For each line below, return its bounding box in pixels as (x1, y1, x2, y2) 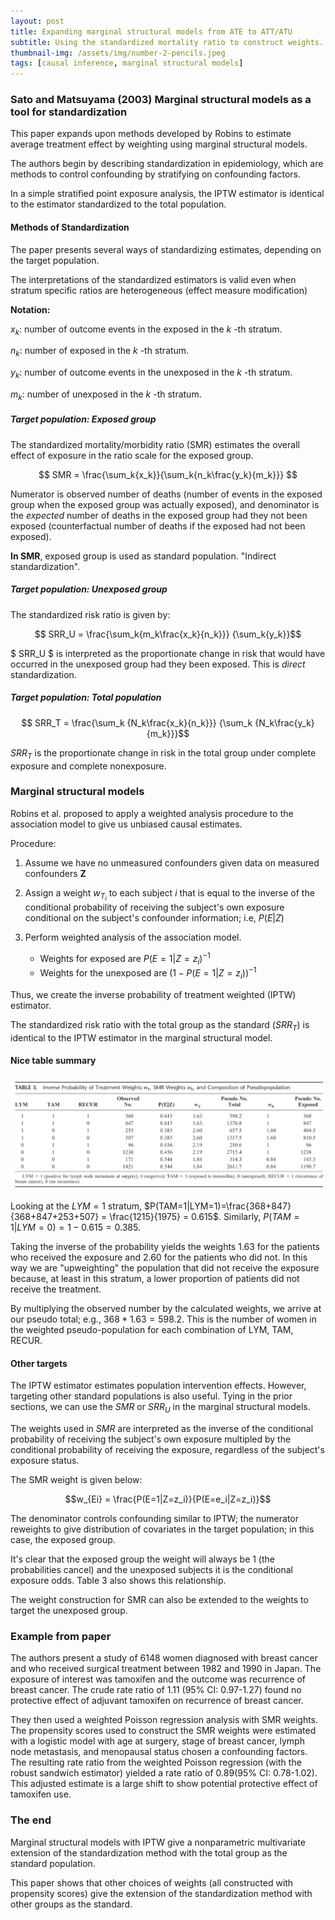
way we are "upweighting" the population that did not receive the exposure (10, 1262, 320, 1274)
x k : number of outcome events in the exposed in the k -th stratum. (10, 323, 283, 337)
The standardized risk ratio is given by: (10, 608, 171, 620)
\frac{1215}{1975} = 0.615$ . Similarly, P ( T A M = (109, 1211, 300, 1223)
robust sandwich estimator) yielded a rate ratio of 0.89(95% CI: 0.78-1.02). (10, 1767, 318, 1779)
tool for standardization (10, 105, 128, 119)
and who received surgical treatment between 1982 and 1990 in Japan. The (10, 1663, 322, 1675)
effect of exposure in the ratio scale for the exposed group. (10, 449, 254, 461)
